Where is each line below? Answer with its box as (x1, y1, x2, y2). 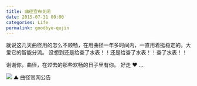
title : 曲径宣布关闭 (6, 8, 51, 15)
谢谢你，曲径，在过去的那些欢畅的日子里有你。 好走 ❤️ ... (6, 61, 144, 68)
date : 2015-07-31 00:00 (6, 14, 64, 20)
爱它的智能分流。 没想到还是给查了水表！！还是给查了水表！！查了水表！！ (6, 49, 188, 56)
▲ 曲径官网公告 (13, 74, 52, 81)
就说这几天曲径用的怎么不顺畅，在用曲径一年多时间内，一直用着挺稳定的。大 (6, 42, 191, 49)
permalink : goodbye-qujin (6, 25, 69, 31)
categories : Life (6, 19, 49, 25)
